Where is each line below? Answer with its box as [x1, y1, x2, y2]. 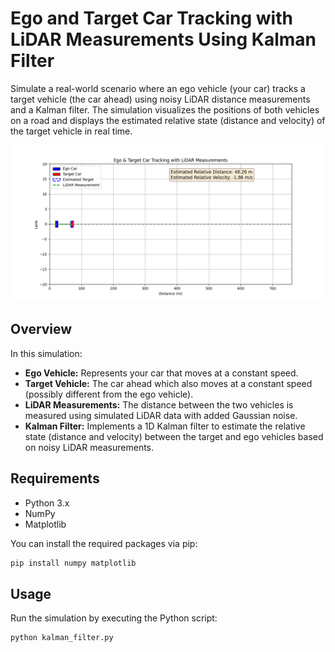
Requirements [10, 470, 100, 487]
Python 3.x [24, 497, 70, 509]
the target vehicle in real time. [10, 125, 133, 137]
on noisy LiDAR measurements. [24, 441, 155, 453]
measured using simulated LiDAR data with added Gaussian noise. [24, 409, 298, 421]
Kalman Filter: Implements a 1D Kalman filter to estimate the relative [24, 420, 306, 432]
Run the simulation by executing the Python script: [10, 612, 218, 624]
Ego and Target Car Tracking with [10, 7, 293, 30]
